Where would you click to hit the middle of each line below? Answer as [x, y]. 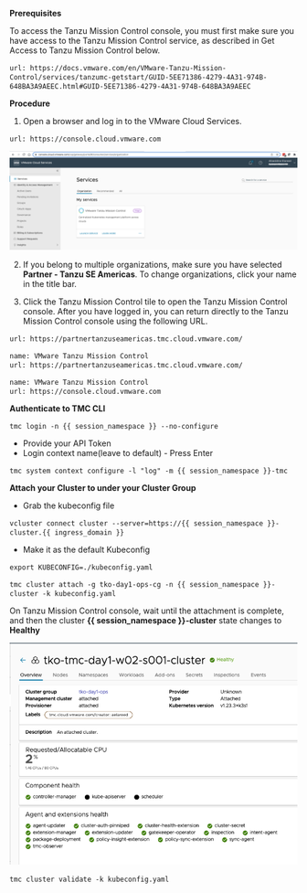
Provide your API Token [67, 443]
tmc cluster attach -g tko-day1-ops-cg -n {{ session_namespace [134, 585]
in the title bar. [50, 284]
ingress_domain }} [90, 533]
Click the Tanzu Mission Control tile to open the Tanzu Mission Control [155, 302]
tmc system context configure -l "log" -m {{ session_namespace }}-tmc [148, 471]
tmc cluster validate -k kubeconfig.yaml [90, 880]
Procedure [30, 103]
